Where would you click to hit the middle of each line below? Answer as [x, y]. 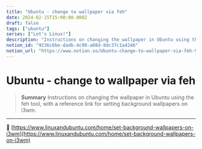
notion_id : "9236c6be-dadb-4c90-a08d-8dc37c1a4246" [72, 46]
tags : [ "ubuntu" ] [28, 29]
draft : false [23, 23]
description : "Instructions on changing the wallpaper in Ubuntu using [98, 40]
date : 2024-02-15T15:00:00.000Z [47, 17]
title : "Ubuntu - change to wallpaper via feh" [67, 12]
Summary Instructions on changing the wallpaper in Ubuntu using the [107, 97]
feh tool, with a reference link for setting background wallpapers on [104, 103]
